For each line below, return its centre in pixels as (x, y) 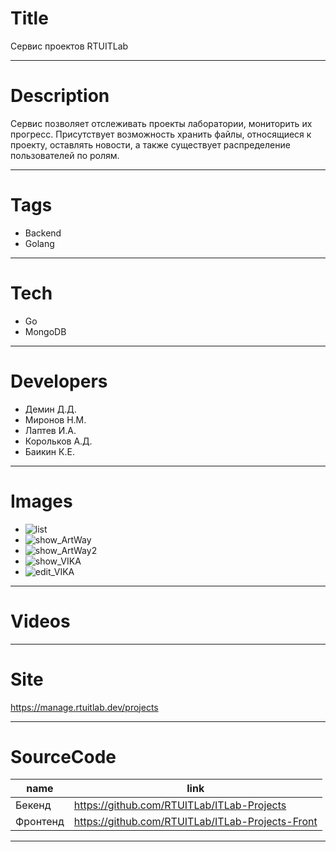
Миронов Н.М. (55, 419)
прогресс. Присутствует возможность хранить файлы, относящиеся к (161, 134)
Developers (59, 381)
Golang (39, 243)
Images (41, 501)
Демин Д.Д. (50, 409)
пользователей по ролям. (65, 155)
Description (60, 96)
